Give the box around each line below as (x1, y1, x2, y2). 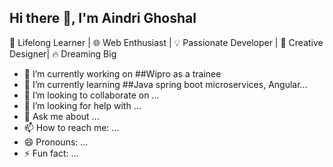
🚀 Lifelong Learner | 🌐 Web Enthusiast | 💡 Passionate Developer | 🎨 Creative (9, 36, 324, 48)
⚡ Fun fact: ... (23, 147, 79, 159)
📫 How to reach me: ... (23, 121, 120, 133)
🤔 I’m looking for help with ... (23, 99, 142, 111)
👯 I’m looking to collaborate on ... (23, 89, 160, 101)
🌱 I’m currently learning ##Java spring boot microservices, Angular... (23, 78, 308, 90)
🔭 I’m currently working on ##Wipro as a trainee (23, 67, 222, 80)
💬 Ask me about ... (23, 110, 100, 122)
